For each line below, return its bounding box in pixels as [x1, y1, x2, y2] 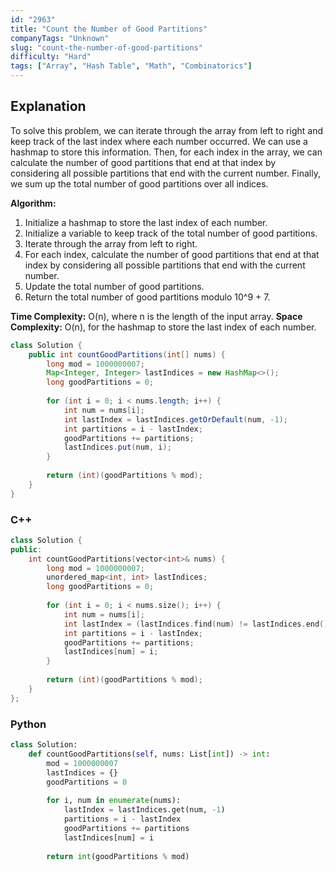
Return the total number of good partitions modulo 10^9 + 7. [24, 291, 271, 303]
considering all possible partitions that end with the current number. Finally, [10, 167, 321, 179]
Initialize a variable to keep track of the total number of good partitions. [24, 227, 318, 239]
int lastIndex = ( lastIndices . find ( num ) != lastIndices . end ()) [63, 619, 333, 629]
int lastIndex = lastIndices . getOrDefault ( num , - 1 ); [63, 414, 288, 425]
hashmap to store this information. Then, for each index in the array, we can [10, 146, 323, 158]
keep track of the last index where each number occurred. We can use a [10, 135, 308, 147]
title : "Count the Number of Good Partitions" [10, 24, 208, 34]
